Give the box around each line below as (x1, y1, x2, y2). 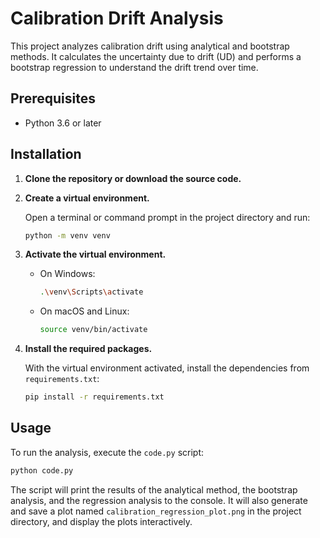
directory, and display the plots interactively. (10, 515, 193, 527)
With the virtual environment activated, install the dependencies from (24, 362, 310, 374)
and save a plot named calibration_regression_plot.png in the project (10, 505, 302, 517)
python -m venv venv (24, 230, 111, 241)
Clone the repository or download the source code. (24, 172, 242, 184)
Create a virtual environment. (24, 192, 150, 204)
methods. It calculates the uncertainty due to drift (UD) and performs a (10, 50, 302, 62)
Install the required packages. (24, 343, 153, 355)
